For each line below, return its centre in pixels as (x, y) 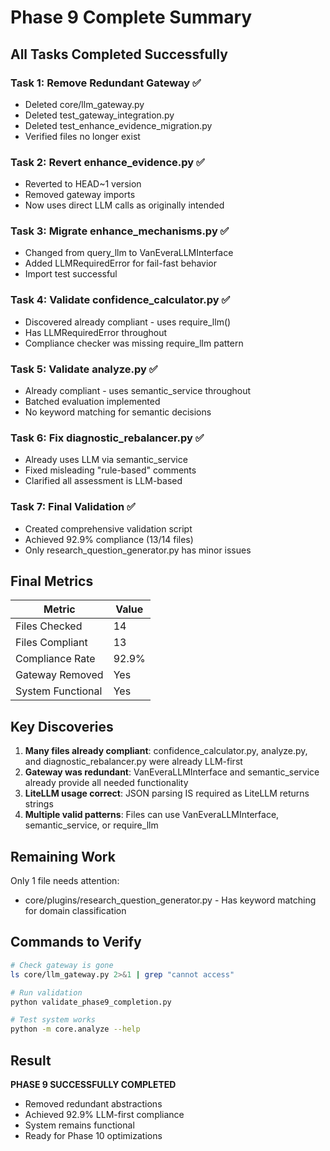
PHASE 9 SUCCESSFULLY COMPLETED (93, 1084)
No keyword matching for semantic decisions (118, 412)
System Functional (59, 691)
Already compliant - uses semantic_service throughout (138, 391)
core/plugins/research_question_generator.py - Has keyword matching (170, 900)
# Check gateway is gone (62, 965)
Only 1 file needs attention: (65, 881)
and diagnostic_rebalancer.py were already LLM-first (133, 762)
